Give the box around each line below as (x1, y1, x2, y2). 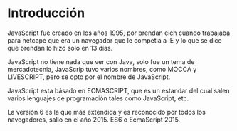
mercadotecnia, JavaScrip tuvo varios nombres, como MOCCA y (7, 65, 197, 73)
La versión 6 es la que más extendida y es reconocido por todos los (7, 108, 206, 116)
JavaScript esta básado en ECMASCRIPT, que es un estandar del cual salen (7, 86, 230, 95)
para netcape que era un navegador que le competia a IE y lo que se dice (7, 36, 222, 44)
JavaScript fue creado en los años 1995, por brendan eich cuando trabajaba (7, 28, 231, 37)
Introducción (7, 5, 85, 21)
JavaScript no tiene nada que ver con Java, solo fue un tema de (7, 57, 195, 65)
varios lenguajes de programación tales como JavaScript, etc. (7, 94, 189, 103)
